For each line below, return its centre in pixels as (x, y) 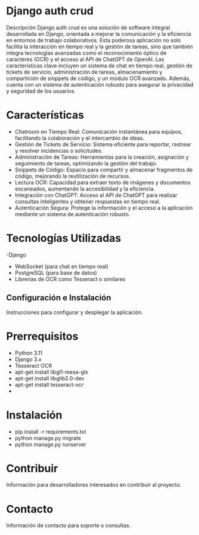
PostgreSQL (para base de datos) (56, 272)
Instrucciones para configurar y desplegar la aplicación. (75, 312)
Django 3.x (28, 359)
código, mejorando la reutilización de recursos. (73, 176)
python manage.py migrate (48, 438)
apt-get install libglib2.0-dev (49, 378)
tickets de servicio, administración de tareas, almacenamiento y (84, 72)
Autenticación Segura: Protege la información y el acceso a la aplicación (104, 208)
